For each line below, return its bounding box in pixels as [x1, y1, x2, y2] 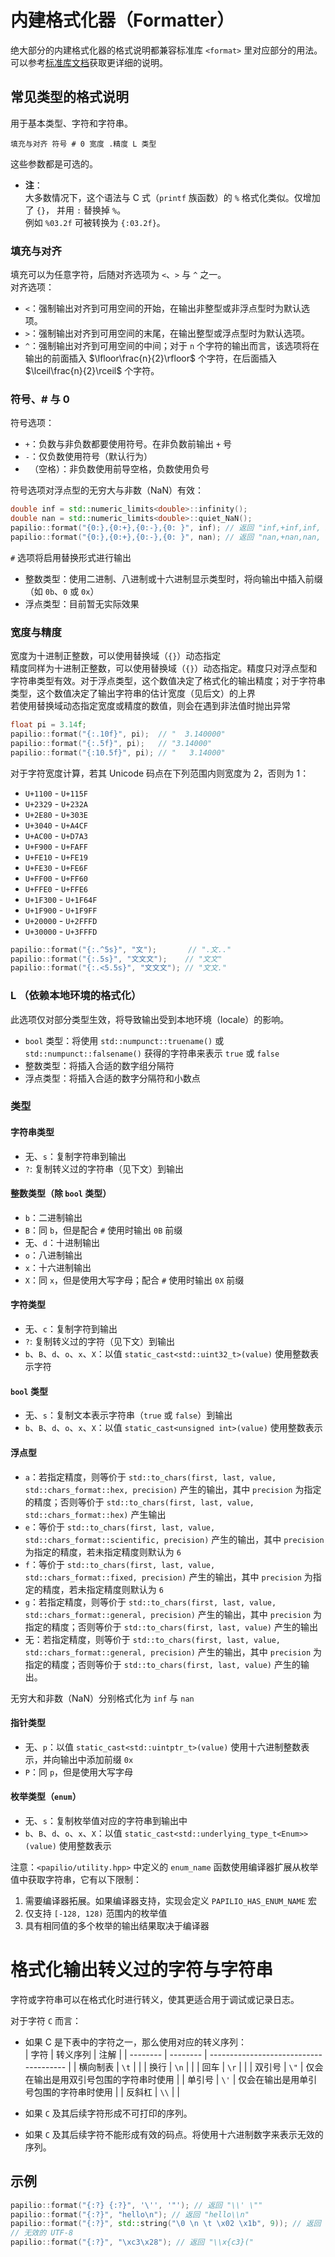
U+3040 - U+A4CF [24, 819, 89, 831]
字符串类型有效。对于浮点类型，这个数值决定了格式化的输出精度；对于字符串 [10, 675, 326, 687]
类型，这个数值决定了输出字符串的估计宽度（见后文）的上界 [10, 687, 256, 700]
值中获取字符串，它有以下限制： [10, 1873, 142, 1885]
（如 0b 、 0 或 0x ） [24, 585, 100, 597]
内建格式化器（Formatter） [10, 9, 235, 32]
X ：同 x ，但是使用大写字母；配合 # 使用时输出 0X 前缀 [24, 1274, 245, 1286]
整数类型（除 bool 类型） [10, 1187, 112, 1200]
